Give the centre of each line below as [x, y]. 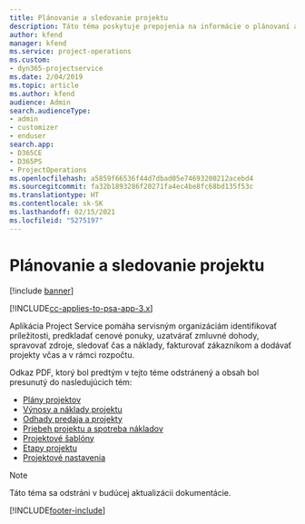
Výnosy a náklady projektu [72, 409]
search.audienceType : [50, 111]
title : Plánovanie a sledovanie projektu [89, 18]
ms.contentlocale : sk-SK [56, 204]
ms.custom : [30, 60]
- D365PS [26, 161]
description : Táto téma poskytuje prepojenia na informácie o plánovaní [150, 26]
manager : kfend [38, 43]
